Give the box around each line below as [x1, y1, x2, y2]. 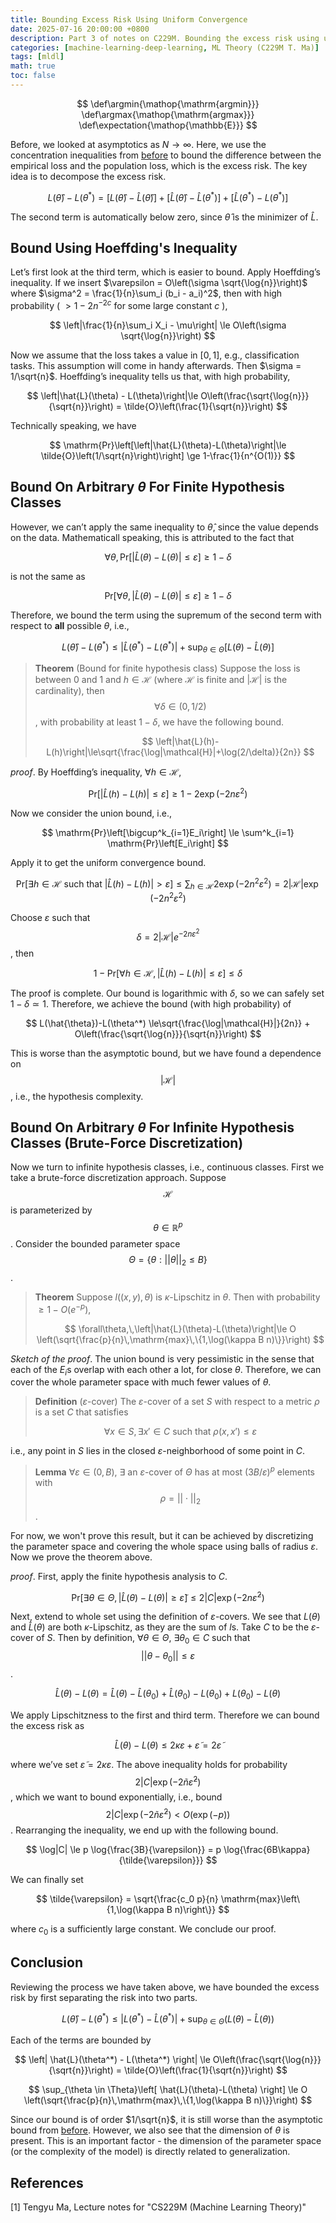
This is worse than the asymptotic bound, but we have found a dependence [10, 1047, 322, 1059]
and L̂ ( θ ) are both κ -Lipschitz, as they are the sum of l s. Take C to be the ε [10, 1621, 317, 1633]
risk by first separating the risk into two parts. [10, 1991, 198, 2003]
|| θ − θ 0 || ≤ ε [141, 1650, 195, 1664]
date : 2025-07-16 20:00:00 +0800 [10, 24, 150, 34]
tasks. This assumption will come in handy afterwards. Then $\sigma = [10, 360, 302, 371]
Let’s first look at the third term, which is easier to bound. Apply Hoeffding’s [10, 266, 322, 278]
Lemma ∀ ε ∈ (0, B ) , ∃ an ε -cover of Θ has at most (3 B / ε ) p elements [34, 1464, 315, 1478]
